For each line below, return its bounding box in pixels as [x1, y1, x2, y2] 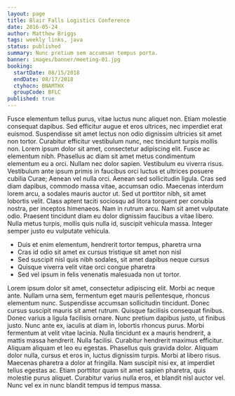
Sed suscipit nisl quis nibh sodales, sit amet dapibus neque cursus [17, 255, 210, 264]
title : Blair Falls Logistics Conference [7, 17, 130, 24]
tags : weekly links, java [7, 37, 83, 44]
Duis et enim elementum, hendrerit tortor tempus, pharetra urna [17, 241, 201, 248]
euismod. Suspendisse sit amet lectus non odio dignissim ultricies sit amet [7, 129, 222, 138]
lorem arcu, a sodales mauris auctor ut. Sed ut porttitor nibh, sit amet [7, 189, 206, 198]
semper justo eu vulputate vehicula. [7, 226, 111, 235]
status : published [7, 43, 61, 50]
